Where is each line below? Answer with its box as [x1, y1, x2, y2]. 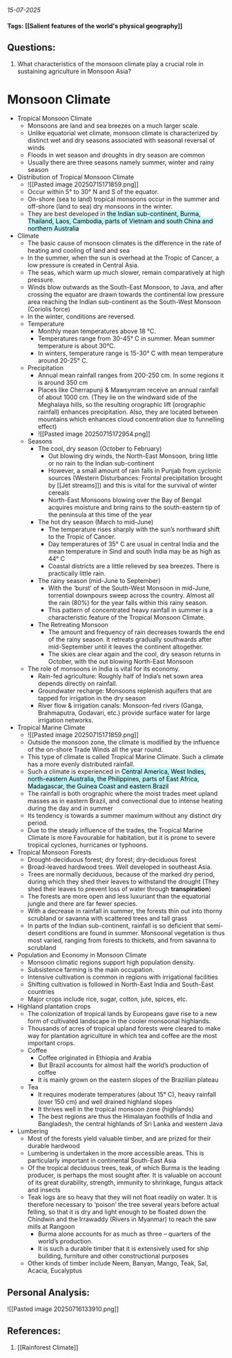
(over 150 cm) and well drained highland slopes [37, 1098, 173, 1106]
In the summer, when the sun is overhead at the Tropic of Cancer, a [27, 254, 220, 262]
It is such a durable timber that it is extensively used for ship [37, 1245, 209, 1253]
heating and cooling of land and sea [27, 247, 130, 255]
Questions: [7, 41, 56, 53]
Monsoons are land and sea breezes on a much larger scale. [27, 122, 200, 130]
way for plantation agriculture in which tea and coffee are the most [27, 1032, 217, 1040]
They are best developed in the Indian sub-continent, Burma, [27, 210, 201, 218]
